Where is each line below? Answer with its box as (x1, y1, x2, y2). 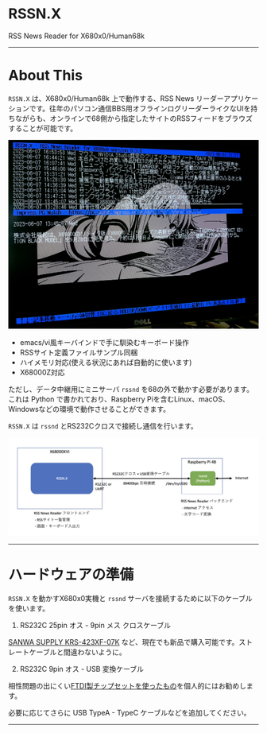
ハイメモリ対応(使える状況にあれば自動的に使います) (19, 358, 192, 367)
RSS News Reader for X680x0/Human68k (8, 31, 145, 41)
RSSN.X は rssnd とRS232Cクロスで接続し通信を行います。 (8, 421, 199, 431)
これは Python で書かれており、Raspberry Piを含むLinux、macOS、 (8, 394, 230, 404)
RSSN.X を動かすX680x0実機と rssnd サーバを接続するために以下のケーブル (8, 593, 253, 603)
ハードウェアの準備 (8, 565, 134, 584)
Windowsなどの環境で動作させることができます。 (8, 405, 171, 414)
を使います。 (8, 603, 50, 613)
